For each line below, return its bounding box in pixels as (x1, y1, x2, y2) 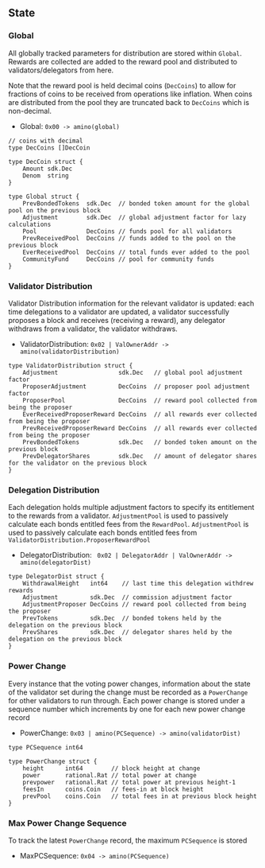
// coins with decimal (8, 137, 83, 145)
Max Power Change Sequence (8, 817, 127, 828)
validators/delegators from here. (8, 65, 114, 75)
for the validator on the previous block (8, 459, 148, 467)
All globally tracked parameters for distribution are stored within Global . (8, 48, 242, 58)
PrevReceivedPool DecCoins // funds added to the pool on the (22, 234, 236, 242)
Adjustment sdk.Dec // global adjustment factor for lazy (22, 213, 247, 221)
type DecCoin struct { (8, 158, 83, 165)
